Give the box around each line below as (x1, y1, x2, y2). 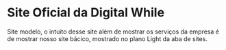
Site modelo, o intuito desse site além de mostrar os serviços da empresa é (7, 27, 219, 36)
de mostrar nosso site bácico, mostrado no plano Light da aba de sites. (7, 34, 208, 42)
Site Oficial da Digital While (7, 5, 165, 21)
